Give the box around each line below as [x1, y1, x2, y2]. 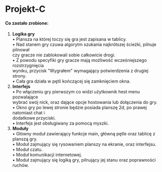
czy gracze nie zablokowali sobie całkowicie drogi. [12, 52, 116, 58]
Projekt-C [5, 3, 46, 15]
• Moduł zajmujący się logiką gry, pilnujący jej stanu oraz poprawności [12, 157, 156, 163]
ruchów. [12, 162, 29, 169]
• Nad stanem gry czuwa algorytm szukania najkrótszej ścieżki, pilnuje [12, 42, 157, 47]
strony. [12, 73, 27, 79]
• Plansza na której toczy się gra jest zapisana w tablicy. [12, 36, 127, 43]
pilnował [12, 47, 30, 53]
